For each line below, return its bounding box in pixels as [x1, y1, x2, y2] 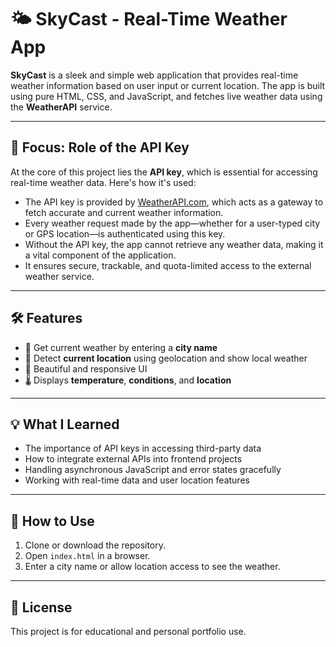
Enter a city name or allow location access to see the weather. [24, 561, 281, 573]
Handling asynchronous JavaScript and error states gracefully [24, 464, 282, 476]
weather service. [24, 270, 95, 282]
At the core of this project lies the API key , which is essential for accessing [10, 166, 318, 178]
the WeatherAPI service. [10, 101, 113, 113]
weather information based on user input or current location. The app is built [10, 79, 326, 91]
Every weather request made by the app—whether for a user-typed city [24, 217, 321, 229]
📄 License [10, 599, 73, 616]
